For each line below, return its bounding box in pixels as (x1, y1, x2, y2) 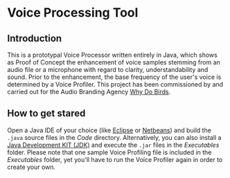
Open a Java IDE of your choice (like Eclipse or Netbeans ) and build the (7, 126, 211, 134)
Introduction (7, 33, 62, 44)
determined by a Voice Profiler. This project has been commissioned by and (7, 80, 224, 88)
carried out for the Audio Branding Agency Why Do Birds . (7, 88, 171, 96)
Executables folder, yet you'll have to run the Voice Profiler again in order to (7, 155, 223, 163)
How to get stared (7, 107, 86, 119)
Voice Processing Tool (7, 5, 139, 21)
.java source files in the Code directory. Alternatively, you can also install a (7, 133, 222, 141)
